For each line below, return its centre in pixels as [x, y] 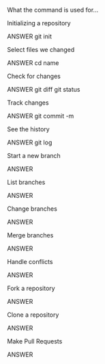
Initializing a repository [39, 23]
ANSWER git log [30, 142]
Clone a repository [33, 315]
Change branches [32, 209]
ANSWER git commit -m [41, 116]
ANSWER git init [30, 36]
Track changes [28, 103]
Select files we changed [41, 50]
